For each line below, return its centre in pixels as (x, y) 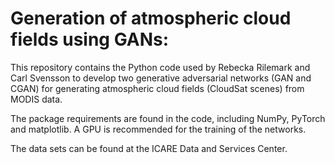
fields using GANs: (90, 39)
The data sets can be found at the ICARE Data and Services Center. (149, 148)
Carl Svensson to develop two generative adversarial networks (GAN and (161, 78)
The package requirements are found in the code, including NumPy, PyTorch (168, 118)
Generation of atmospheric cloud (151, 18)
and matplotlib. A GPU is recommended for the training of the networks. (158, 129)
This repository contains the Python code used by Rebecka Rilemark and (160, 67)
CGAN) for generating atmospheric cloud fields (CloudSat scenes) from (157, 88)
